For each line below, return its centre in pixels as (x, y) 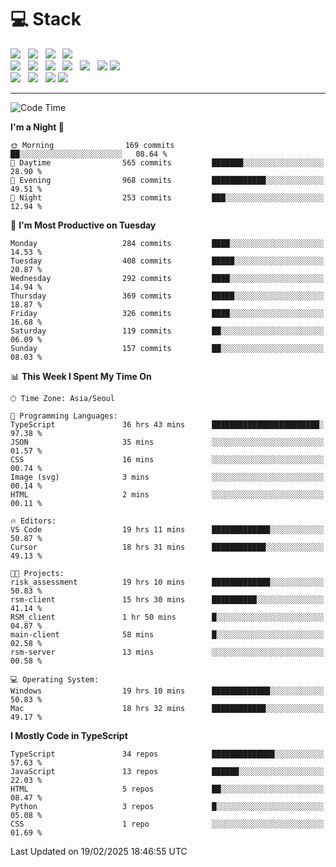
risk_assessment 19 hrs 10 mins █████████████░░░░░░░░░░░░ (167, 582)
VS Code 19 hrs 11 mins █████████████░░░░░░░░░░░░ (167, 529)
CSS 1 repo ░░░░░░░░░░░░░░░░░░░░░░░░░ (167, 824)
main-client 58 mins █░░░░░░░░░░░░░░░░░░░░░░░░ (167, 634)
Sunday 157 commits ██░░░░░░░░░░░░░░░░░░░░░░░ (167, 348)
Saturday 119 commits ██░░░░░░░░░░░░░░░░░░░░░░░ (167, 331)
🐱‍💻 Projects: (37, 573)
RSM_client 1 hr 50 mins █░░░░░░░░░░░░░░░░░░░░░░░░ (167, 617)
